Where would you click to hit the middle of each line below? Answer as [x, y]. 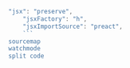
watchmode [25, 49]
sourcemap [25, 41]
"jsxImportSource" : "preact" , [73, 26]
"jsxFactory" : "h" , [55, 19]
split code [26, 56]
